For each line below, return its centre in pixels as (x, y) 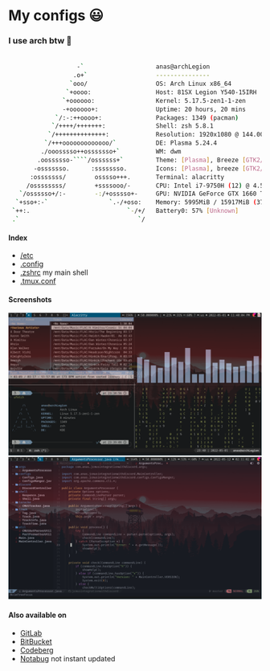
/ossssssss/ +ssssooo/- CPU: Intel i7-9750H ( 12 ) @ (138, 186)
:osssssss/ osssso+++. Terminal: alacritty (127, 177)
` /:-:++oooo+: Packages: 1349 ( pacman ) (147, 118)
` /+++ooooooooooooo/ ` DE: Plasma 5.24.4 (131, 143)
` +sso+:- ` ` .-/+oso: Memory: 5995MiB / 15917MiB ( (136, 203)
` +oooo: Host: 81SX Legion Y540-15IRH (161, 92)
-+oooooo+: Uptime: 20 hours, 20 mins (154, 109)
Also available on (37, 615)
